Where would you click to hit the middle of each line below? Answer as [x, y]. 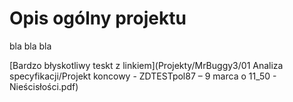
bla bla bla [30, 46]
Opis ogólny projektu [98, 18]
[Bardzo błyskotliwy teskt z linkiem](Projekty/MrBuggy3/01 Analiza [146, 65]
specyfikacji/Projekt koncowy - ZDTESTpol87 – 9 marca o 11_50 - [143, 76]
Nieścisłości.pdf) [44, 86]
